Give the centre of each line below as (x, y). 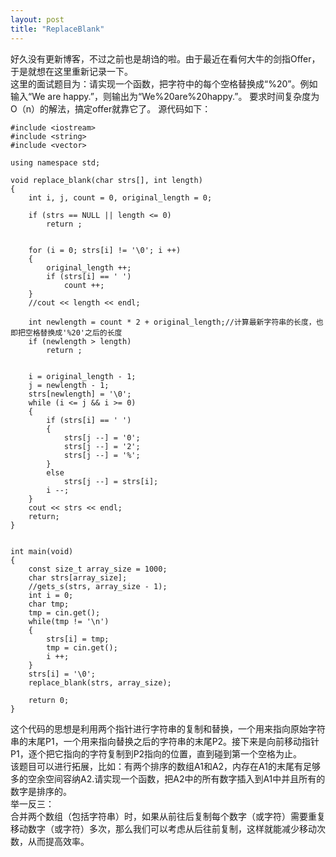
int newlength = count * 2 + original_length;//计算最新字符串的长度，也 (176, 322)
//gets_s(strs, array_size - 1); (98, 586)
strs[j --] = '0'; (102, 437)
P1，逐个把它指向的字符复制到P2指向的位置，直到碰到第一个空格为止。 (156, 753)
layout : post (37, 19)
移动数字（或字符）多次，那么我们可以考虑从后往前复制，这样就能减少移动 (163, 828)
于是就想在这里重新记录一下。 (71, 71)
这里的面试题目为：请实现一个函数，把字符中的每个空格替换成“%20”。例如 (164, 83)
